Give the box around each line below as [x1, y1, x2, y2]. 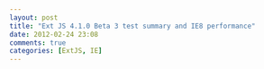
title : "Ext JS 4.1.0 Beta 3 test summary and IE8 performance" [9, 22, 256, 30]
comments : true [9, 38, 67, 47]
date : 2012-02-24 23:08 [9, 30, 99, 39]
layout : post [9, 13, 59, 22]
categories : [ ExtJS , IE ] [9, 47, 103, 56]
